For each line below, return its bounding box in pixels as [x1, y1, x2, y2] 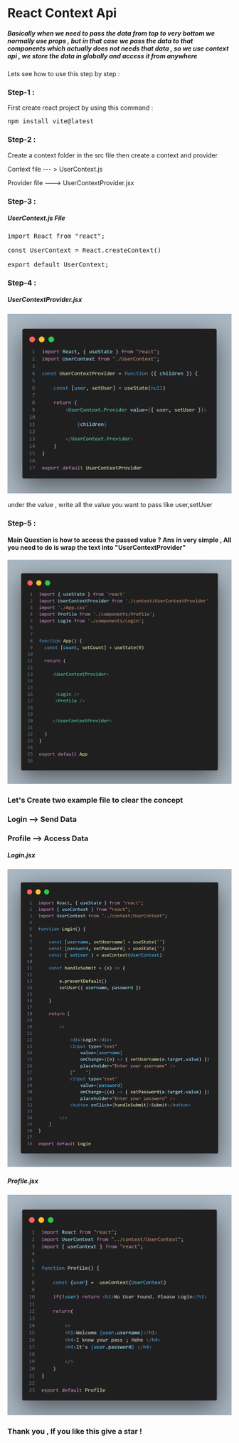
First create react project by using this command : [7, 103, 154, 112]
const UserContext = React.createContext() [7, 246, 161, 254]
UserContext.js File [7, 214, 65, 222]
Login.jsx [7, 851, 36, 860]
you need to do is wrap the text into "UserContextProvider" [7, 543, 186, 552]
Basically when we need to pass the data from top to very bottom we [7, 28, 216, 37]
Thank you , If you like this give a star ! [7, 1426, 142, 1436]
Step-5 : [7, 518, 36, 528]
